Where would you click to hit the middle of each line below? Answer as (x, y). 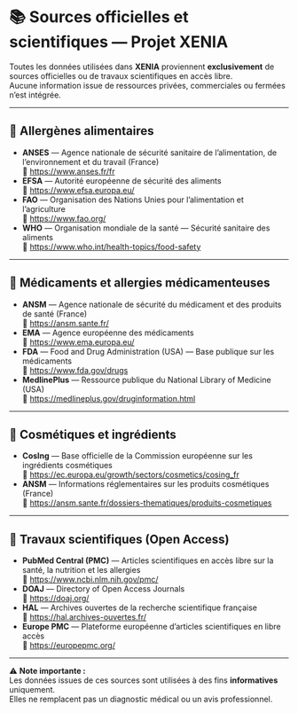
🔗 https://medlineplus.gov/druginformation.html (109, 398)
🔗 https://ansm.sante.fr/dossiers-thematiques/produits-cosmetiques (147, 503)
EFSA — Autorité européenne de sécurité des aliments (122, 180)
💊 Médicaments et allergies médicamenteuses (140, 283)
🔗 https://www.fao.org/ (64, 218)
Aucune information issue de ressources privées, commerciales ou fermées (147, 85)
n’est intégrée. (35, 95)
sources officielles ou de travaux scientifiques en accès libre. (121, 75)
